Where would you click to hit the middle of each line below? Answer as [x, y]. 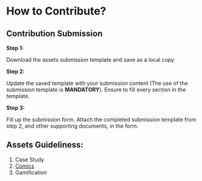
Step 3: [16, 108]
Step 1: [15, 48]
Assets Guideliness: [45, 145]
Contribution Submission [54, 34]
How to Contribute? [57, 11]
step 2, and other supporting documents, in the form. [72, 126]
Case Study [29, 159]
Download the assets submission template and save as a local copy [90, 60]
